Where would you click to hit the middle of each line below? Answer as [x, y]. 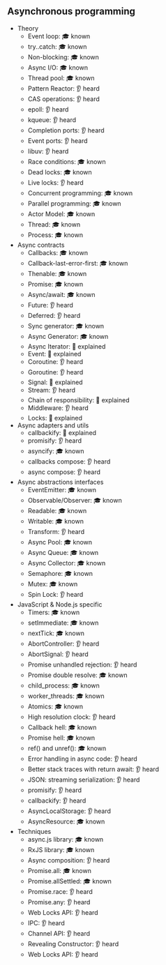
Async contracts [41, 245]
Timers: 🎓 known [54, 612]
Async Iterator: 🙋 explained [67, 346]
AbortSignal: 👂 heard [58, 654]
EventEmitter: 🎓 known [62, 489]
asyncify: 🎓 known [56, 451]
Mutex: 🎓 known [53, 584]
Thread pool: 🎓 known [61, 78]
